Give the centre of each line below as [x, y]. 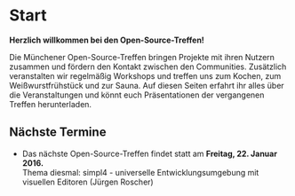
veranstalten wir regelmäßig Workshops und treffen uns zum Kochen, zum [145, 75]
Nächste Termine [58, 133]
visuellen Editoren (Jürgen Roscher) [88, 182]
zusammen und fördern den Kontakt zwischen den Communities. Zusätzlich [148, 67]
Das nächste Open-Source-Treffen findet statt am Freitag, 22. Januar [150, 153]
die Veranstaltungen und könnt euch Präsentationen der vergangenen [137, 95]
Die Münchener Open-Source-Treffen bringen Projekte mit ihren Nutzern [142, 57]
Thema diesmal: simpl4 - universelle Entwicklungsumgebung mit [140, 172]
